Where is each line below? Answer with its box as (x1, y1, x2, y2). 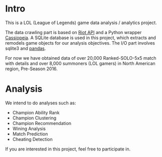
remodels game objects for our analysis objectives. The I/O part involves (5, 40, 155, 46)
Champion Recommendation (12, 120, 72, 126)
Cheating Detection (12, 136, 53, 142)
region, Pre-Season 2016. (5, 66, 58, 72)
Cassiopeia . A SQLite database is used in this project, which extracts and (5, 35, 156, 41)
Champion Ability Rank (12, 109, 60, 115)
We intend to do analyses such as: (5, 100, 76, 106)
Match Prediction (12, 131, 48, 137)
